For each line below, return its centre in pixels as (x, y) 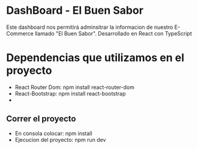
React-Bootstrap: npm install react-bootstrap (70, 93)
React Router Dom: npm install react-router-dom (75, 87)
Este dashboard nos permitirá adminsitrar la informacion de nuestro (90, 27)
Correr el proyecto (41, 119)
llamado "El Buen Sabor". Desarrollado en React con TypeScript (113, 33)
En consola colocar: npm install (53, 133)
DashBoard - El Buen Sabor (75, 11)
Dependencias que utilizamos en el (95, 58)
